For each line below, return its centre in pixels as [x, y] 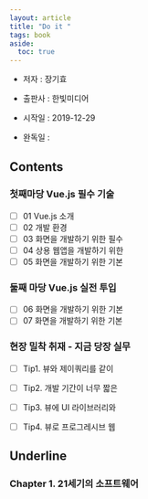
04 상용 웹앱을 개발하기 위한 [73, 250]
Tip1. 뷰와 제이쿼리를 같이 [68, 368]
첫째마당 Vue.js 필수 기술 [62, 195]
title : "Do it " [40, 27]
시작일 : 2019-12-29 [59, 118]
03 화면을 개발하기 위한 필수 [73, 239]
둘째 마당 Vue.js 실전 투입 [63, 288]
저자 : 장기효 [45, 80]
